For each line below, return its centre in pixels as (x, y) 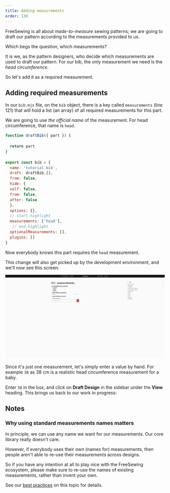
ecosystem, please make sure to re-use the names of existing (70, 470)
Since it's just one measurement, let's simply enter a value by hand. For (80, 367)
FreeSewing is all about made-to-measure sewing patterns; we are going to (84, 31)
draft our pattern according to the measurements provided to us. (73, 37)
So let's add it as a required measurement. (49, 77)
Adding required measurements (56, 93)
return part (23, 146)
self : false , (24, 189)
